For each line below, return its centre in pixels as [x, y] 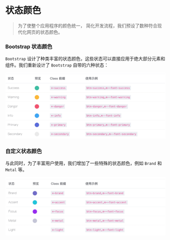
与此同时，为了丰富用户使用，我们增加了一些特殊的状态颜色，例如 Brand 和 [83, 163]
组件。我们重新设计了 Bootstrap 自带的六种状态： [57, 65]
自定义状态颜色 [24, 151]
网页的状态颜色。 [45, 32]
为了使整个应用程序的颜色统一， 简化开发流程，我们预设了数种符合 [88, 26]
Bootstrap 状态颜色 [29, 47]
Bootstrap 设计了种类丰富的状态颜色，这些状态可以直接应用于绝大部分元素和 [85, 59]
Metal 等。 [16, 169]
